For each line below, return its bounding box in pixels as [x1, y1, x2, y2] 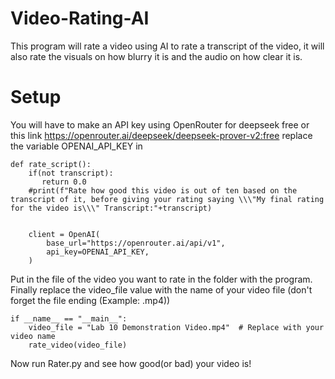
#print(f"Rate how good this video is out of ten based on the [28, 185, 298, 196]
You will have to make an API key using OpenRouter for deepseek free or [10, 118, 310, 131]
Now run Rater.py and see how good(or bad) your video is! [10, 357, 252, 369]
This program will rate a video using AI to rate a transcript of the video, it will [10, 40, 325, 52]
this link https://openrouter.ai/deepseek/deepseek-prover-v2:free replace [10, 129, 313, 141]
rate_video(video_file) [28, 340, 128, 350]
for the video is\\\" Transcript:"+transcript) [10, 203, 213, 213]
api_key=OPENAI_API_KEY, [46, 247, 150, 257]
